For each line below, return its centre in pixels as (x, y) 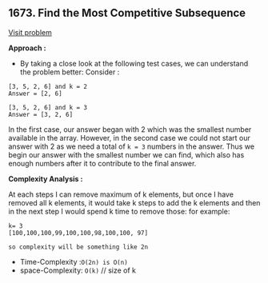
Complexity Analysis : (46, 178)
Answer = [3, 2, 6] (41, 114)
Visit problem (30, 32)
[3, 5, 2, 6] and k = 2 (48, 86)
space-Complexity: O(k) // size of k (78, 270)
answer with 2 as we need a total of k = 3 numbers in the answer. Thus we (131, 146)
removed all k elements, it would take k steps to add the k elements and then (134, 202)
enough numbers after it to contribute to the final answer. (102, 163)
